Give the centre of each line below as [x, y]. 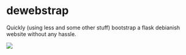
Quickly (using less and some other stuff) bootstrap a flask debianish [93, 28]
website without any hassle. [41, 34]
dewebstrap [38, 11]
